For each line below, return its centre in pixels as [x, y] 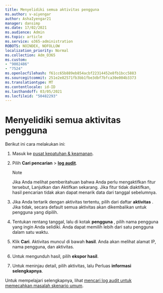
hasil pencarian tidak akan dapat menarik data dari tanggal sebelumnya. [84, 192]
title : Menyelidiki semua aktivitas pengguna [52, 10]
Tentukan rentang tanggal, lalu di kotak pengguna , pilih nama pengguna [85, 222]
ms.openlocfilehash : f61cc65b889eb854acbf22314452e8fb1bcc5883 [71, 73]
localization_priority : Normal [37, 50]
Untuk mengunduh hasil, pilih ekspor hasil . [55, 256]
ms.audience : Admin [25, 32]
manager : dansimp [23, 23]
